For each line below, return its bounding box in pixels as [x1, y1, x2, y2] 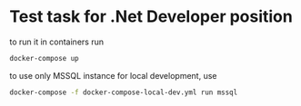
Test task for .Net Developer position [9, 6, 293, 27]
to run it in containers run [9, 36, 105, 47]
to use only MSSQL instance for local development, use [9, 70, 217, 81]
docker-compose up [9, 53, 79, 63]
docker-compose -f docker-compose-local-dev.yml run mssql [9, 88, 238, 97]
